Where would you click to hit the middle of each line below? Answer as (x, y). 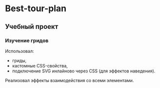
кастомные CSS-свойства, (40, 66)
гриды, (19, 60)
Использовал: (20, 51)
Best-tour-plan (36, 9)
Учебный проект (32, 27)
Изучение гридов (27, 41)
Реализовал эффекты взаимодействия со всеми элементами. (70, 80)
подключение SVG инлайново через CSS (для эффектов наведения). (84, 71)
